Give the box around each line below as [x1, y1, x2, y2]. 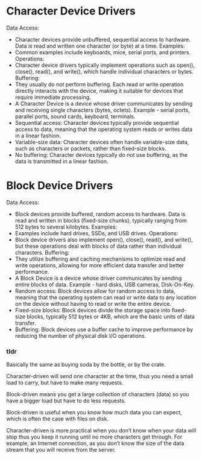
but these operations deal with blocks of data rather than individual [14, 242, 182, 250]
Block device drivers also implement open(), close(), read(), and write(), [14, 236, 193, 243]
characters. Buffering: [14, 248, 69, 256]
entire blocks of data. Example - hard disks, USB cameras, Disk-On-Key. [14, 280, 195, 288]
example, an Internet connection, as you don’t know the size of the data [6, 440, 185, 447]
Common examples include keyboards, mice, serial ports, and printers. [14, 48, 191, 55]
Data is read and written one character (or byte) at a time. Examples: [14, 42, 185, 49]
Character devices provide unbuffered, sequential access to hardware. [14, 36, 191, 43]
